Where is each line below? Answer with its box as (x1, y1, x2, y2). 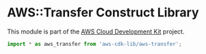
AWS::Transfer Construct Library (7, 5, 200, 21)
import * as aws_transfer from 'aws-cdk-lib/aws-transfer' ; (7, 40, 183, 47)
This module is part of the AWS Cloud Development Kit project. (7, 27, 185, 36)
